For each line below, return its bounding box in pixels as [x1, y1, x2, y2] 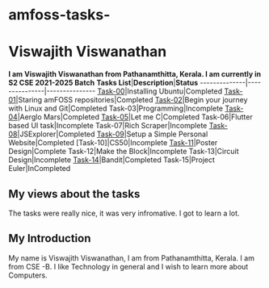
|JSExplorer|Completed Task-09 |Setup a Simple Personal [17, 129, 208, 139]
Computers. [8, 270, 48, 280]
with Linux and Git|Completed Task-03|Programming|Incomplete [8, 103, 224, 114]
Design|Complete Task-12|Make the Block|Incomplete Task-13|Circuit [8, 147, 239, 157]
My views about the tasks [8, 187, 141, 201]
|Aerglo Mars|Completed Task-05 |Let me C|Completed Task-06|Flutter [17, 112, 253, 122]
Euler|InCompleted [8, 164, 71, 173]
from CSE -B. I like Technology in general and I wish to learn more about [8, 261, 249, 271]
